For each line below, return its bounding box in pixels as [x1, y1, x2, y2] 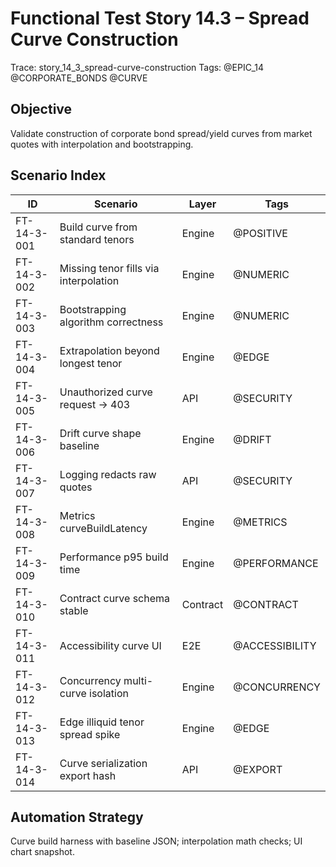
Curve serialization [59, 756, 148, 770]
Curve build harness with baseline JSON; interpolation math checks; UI [10, 835, 303, 847]
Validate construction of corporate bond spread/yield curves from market [10, 127, 313, 139]
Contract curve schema [59, 591, 171, 605]
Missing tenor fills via [59, 261, 160, 275]
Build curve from [59, 220, 138, 234]
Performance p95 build [59, 550, 169, 564]
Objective [10, 101, 73, 118]
